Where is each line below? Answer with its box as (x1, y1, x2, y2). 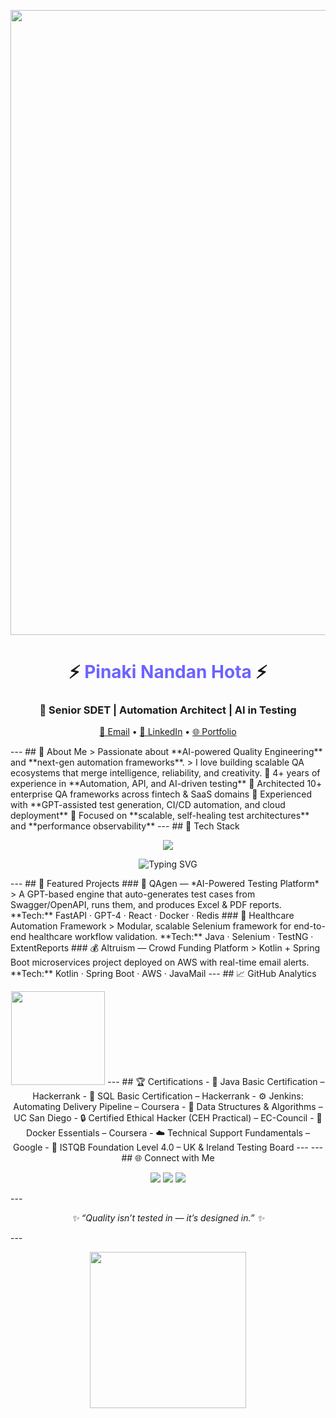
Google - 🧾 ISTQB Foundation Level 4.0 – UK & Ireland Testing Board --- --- (12, 1141, 324, 1154)
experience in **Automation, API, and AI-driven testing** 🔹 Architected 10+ (10, 778, 323, 790)
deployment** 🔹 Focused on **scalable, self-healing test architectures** (10, 810, 310, 822)
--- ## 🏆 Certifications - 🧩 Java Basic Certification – (107, 1076, 325, 1088)
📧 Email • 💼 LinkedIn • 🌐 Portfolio (99, 726, 237, 738)
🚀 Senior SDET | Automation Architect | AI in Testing (39, 703, 297, 717)
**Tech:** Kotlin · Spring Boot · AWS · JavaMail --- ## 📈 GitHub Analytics (10, 968, 317, 980)
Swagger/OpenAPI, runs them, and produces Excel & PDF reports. (10, 899, 282, 911)
